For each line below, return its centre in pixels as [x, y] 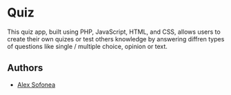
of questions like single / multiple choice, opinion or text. [87, 46]
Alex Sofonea [36, 85]
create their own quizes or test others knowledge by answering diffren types [116, 39]
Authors [25, 68]
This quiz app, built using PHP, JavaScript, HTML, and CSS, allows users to [114, 32]
